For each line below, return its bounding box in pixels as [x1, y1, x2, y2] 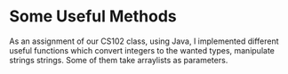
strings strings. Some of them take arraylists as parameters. [9, 54, 228, 65]
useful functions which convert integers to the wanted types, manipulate [9, 45, 276, 55]
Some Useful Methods [9, 6, 178, 27]
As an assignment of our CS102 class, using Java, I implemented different [9, 36, 279, 46]
